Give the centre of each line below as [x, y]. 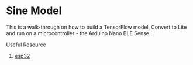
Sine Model [34, 11]
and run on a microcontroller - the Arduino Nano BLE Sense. [78, 33]
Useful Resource [26, 45]
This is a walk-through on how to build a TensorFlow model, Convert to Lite [96, 27]
